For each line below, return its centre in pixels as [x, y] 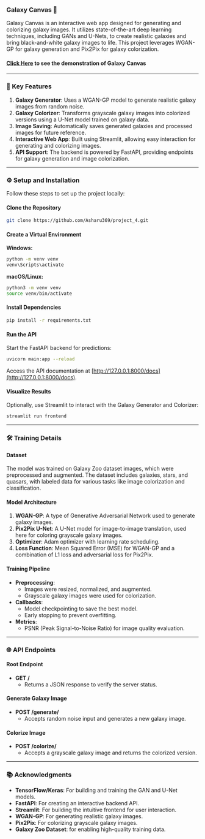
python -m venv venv [33, 259]
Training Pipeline [28, 569]
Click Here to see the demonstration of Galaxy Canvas [76, 63]
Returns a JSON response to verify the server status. [91, 684]
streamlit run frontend [37, 416]
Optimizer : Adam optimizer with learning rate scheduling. [87, 542]
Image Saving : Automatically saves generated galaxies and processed [104, 126]
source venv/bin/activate [39, 294]
